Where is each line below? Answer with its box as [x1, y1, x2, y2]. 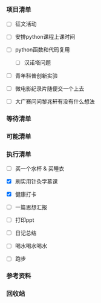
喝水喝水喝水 [15, 242, 47, 250]
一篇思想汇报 [15, 204, 47, 211]
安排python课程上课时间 [15, 33, 76, 41]
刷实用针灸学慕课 [15, 178, 58, 185]
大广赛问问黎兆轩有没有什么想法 [15, 98, 95, 105]
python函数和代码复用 [15, 46, 70, 53]
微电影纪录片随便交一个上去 [15, 85, 85, 92]
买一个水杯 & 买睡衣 [15, 165, 65, 172]
